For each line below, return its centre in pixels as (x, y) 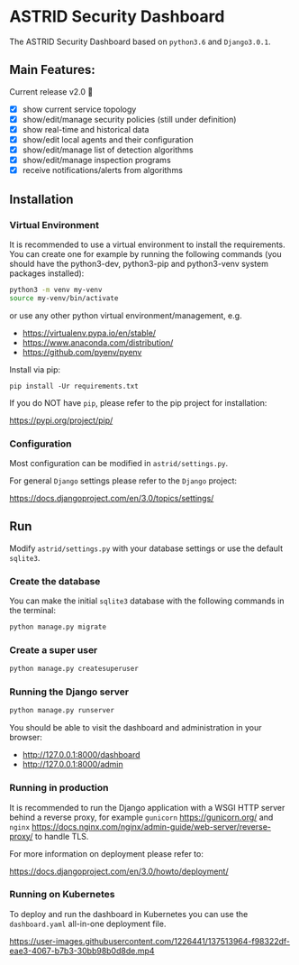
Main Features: (53, 70)
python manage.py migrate (58, 627)
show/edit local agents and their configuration (108, 139)
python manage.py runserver (62, 711)
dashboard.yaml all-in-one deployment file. (88, 924)
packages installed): (47, 273)
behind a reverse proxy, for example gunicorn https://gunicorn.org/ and (141, 817)
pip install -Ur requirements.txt (74, 386)
